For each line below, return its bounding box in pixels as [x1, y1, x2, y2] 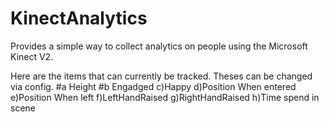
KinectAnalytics [10, 7, 148, 30]
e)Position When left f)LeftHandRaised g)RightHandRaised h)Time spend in [10, 91, 320, 103]
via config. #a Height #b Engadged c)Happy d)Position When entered [10, 80, 297, 92]
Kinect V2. [10, 50, 54, 62]
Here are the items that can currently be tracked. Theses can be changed [10, 70, 313, 82]
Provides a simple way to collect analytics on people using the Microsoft [10, 40, 308, 52]
